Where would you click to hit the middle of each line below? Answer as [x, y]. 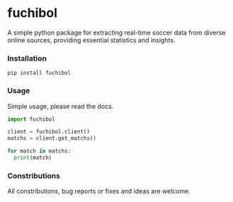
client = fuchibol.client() [49, 132]
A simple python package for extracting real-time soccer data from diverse [116, 32]
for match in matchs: [39, 151]
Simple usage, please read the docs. [61, 106]
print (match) [33, 158]
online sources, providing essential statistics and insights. [91, 40]
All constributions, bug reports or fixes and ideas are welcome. [99, 191]
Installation [27, 58]
